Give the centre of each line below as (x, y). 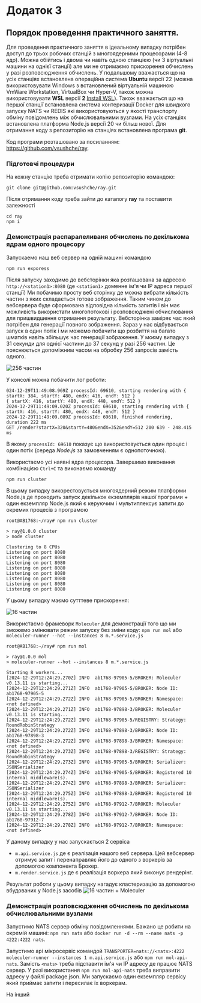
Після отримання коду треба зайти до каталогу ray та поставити (89, 199)
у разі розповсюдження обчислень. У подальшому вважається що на (96, 72)
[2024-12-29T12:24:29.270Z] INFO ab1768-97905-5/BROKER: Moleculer (94, 678)
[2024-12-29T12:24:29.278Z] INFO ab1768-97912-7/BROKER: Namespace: (95, 825)
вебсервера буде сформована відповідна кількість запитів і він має (93, 305)
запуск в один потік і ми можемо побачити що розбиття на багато (91, 331)
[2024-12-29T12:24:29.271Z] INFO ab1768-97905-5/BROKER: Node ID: (92, 688)
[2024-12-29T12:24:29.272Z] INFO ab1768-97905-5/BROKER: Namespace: (95, 699)
